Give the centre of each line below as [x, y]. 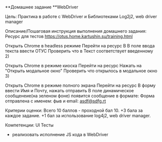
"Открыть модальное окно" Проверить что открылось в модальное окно [81, 71]
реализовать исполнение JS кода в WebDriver [60, 134]
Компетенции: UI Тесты [29, 125]
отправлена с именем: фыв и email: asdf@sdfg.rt [55, 101]
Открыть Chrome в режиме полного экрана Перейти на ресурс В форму [80, 85]
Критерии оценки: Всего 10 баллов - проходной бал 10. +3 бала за [74, 110]
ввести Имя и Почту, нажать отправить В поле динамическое [70, 91]
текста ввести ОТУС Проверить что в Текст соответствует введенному [79, 51]
